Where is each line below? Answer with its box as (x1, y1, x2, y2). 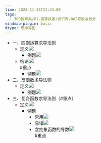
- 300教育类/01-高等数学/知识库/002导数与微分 (9, 16, 96, 21)
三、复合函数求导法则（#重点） (12, 95, 76, 101)
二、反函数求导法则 (12, 77, 52, 83)
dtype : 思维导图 (5, 26, 36, 31)
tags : (5, 12, 16, 17)
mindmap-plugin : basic (5, 21, 52, 26)
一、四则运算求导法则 (12, 40, 56, 46)
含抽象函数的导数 (34, 127, 70, 133)
